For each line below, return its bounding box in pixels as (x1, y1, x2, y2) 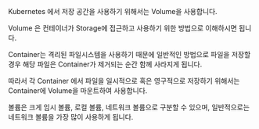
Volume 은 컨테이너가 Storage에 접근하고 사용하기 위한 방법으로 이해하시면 (8, 23, 237, 33)
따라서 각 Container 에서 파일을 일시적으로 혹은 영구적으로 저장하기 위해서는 (8, 77, 240, 85)
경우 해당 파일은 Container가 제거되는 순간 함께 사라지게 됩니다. (8, 59, 203, 69)
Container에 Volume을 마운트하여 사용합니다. (8, 86, 148, 95)
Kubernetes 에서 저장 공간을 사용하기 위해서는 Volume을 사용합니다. (8, 7, 218, 16)
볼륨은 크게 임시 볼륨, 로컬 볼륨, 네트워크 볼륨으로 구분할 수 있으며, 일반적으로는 (8, 102, 250, 112)
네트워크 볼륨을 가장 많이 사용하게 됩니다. (8, 113, 134, 121)
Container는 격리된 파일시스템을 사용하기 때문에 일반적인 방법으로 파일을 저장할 (8, 50, 251, 59)
